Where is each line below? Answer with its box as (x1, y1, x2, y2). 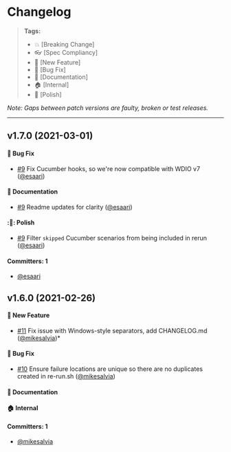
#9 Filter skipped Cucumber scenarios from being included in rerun (16, 234, 208, 242)
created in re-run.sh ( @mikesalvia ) (16, 372, 115, 380)
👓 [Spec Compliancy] (34, 48, 98, 56)
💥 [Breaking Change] (34, 40, 95, 48)
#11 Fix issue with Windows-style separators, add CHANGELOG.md (16, 326, 208, 335)
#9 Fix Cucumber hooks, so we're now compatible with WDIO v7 (16, 164, 201, 172)
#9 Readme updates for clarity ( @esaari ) (16, 203, 133, 211)
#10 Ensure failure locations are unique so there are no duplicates (16, 365, 203, 373)
